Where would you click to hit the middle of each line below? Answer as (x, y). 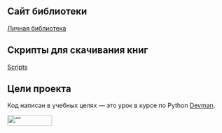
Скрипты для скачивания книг (78, 50)
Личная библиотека (37, 28)
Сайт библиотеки (47, 11)
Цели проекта (39, 89)
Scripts (18, 67)
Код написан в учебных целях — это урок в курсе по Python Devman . (111, 105)
